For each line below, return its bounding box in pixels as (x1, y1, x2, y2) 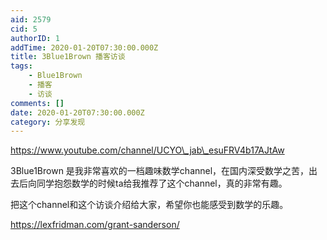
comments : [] (10, 98, 65, 108)
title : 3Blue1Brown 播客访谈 (10, 52, 126, 62)
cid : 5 (10, 24, 38, 34)
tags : (10, 61, 33, 71)
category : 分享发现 (10, 117, 86, 127)
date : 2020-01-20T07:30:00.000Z (10, 107, 145, 118)
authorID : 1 (10, 33, 60, 43)
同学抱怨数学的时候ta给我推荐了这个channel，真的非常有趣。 (36, 177, 288, 190)
